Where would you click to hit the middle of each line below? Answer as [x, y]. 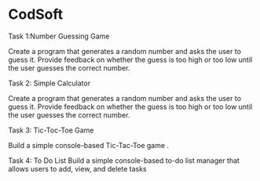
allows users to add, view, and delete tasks [77, 168]
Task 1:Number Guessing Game [59, 36]
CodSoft [36, 14]
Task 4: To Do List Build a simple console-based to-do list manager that [124, 160]
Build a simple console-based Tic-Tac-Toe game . [89, 145]
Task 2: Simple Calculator [49, 83]
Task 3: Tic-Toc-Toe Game [51, 130]
